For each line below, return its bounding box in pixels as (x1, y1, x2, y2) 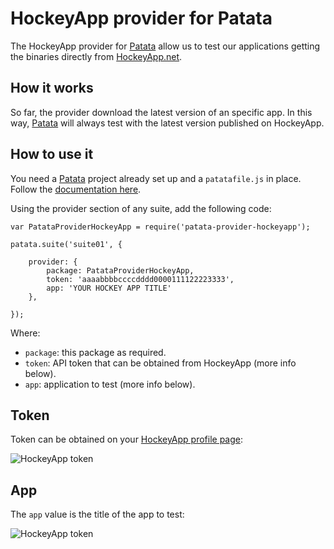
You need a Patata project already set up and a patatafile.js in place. (10, 172, 302, 184)
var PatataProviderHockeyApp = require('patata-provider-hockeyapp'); (10, 222, 311, 232)
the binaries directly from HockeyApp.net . (10, 50, 183, 62)
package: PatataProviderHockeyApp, (46, 265, 195, 276)
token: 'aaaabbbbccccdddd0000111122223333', (46, 274, 235, 284)
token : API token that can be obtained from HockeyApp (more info (24, 357, 297, 369)
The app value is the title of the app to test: (10, 508, 185, 521)
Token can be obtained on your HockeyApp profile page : (10, 433, 244, 446)
